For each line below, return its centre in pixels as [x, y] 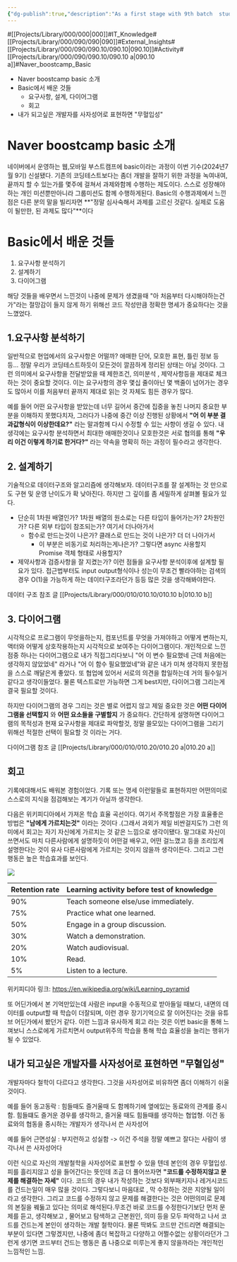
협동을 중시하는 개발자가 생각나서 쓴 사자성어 [87, 1124]
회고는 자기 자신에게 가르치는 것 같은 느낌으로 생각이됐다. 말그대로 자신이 [126, 831]
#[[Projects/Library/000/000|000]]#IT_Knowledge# [82, 34]
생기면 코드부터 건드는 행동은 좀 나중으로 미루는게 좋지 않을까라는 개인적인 [122, 1242]
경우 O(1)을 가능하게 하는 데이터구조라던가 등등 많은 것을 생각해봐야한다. [117, 580]
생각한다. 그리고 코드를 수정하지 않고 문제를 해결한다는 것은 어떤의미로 [116, 1198]
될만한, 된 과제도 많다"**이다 [54, 210]
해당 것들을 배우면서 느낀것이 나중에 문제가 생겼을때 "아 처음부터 [95, 295]
